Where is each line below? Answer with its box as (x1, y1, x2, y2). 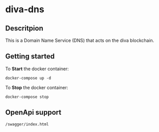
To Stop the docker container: (5, 84, 68, 90)
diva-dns (5, 4, 44, 15)
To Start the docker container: (5, 65, 69, 72)
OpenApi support (5, 108, 62, 117)
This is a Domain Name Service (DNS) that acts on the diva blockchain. (5, 37, 154, 43)
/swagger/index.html (5, 121, 49, 127)
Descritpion (5, 24, 43, 33)
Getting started (5, 52, 55, 61)
